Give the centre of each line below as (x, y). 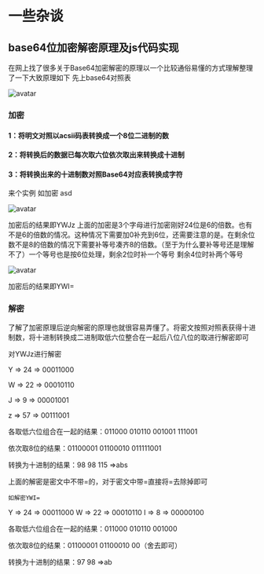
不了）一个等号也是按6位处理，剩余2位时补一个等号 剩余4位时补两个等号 (126, 254)
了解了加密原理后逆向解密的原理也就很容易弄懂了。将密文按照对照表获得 (125, 327)
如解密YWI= (24, 498)
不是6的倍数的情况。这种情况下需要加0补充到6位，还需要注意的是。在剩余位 (132, 235)
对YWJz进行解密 (35, 353)
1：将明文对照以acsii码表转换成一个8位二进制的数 (88, 135)
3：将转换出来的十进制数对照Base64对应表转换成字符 (95, 174)
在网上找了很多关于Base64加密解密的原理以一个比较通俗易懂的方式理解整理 (131, 68)
